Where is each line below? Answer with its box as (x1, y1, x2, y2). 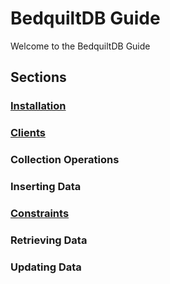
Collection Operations (10, 153, 120, 167)
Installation (10, 99, 67, 113)
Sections (10, 69, 67, 86)
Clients (10, 126, 46, 140)
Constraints (10, 206, 70, 220)
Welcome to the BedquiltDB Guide (10, 40, 151, 52)
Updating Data (10, 260, 82, 274)
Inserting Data (10, 180, 82, 194)
